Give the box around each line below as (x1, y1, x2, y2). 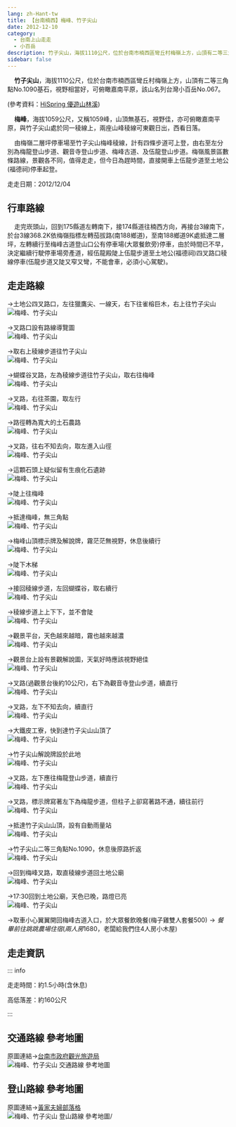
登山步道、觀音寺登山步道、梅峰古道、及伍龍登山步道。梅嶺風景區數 (31, 147, 229, 155)
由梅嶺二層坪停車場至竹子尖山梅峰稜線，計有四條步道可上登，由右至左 (13, 138, 218, 147)
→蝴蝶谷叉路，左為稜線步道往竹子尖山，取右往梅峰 (7, 371, 155, 379)
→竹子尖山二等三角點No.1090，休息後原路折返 (7, 845, 142, 853)
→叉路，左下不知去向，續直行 (7, 703, 93, 711)
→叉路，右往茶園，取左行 (7, 395, 81, 403)
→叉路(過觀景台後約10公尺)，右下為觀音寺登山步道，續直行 (7, 679, 178, 687)
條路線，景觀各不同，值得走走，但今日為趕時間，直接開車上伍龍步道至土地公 (7, 156, 229, 164)
